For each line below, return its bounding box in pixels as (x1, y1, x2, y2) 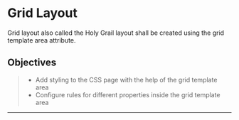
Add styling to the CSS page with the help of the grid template (35, 75, 218, 84)
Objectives (7, 57, 57, 69)
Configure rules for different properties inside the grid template (35, 90, 221, 99)
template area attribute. (7, 36, 76, 44)
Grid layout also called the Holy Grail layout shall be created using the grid (7, 28, 225, 37)
